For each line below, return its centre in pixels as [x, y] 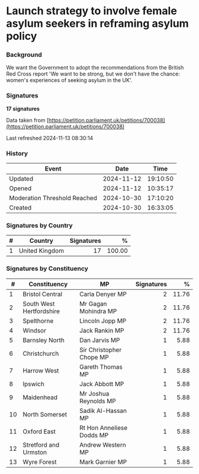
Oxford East [39, 431]
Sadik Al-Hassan [103, 410]
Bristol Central [43, 294]
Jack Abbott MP [102, 384]
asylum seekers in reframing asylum [97, 23]
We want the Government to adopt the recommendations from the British [95, 68]
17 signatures [23, 109]
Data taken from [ [28, 120]
